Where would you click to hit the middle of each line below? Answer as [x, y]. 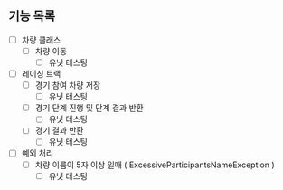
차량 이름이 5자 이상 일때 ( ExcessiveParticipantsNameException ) [155, 165]
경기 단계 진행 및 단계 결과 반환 [89, 108]
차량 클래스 [41, 40]
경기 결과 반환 [59, 130]
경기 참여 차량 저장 [68, 85]
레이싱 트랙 [41, 74]
